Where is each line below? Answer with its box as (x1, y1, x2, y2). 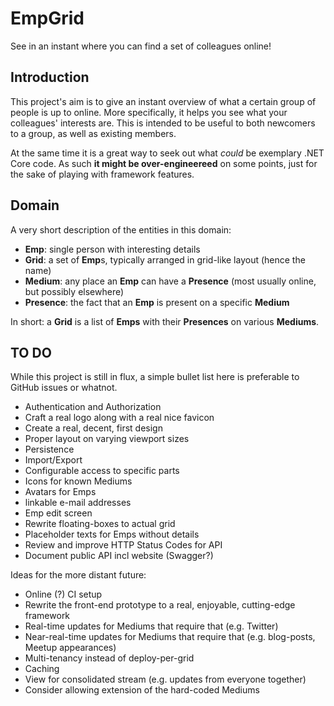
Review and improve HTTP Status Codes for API (24, 539, 223, 551)
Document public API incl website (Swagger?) (24, 550, 214, 562)
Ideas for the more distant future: (10, 569, 147, 581)
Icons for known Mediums (24, 475, 133, 487)
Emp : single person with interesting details (24, 243, 201, 255)
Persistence (24, 443, 75, 456)
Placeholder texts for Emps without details (24, 528, 200, 541)
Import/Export (24, 454, 83, 466)
